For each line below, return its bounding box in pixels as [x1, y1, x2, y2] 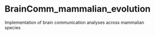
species [4, 24, 21, 30]
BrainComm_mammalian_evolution [4, 3, 151, 15]
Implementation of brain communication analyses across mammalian [4, 19, 144, 25]
